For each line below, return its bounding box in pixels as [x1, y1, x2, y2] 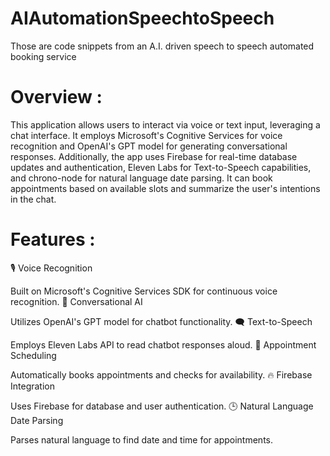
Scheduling [10, 349, 57, 361]
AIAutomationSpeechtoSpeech [10, 7, 275, 30]
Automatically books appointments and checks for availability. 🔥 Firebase [10, 368, 313, 381]
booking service [10, 50, 77, 62]
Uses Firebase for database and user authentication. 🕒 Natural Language [10, 400, 314, 412]
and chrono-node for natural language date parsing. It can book [10, 172, 273, 184]
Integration [10, 380, 55, 392]
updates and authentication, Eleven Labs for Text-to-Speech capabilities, [10, 161, 312, 173]
